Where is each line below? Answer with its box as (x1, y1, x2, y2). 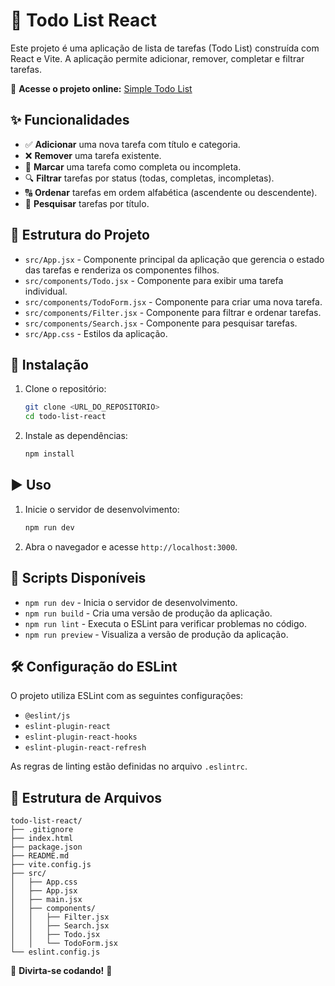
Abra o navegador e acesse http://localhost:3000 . (24, 540, 238, 553)
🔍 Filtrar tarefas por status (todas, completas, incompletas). (24, 172, 275, 184)
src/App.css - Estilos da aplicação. (24, 327, 168, 339)
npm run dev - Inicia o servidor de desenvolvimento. (24, 596, 238, 608)
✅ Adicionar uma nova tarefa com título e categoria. (24, 138, 241, 150)
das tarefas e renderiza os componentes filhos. (24, 264, 220, 276)
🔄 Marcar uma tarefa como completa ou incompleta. (24, 160, 242, 173)
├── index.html (10, 834, 74, 844)
